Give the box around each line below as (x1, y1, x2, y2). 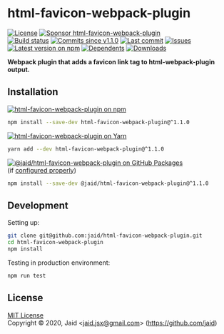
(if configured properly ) (7, 166, 77, 174)
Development (7, 199, 69, 211)
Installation (7, 86, 58, 98)
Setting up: (7, 218, 40, 227)
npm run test (7, 272, 46, 279)
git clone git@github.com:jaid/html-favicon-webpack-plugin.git (7, 232, 203, 240)
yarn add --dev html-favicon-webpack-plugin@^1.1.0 (7, 145, 164, 153)
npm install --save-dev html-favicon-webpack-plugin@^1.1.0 (7, 118, 190, 126)
